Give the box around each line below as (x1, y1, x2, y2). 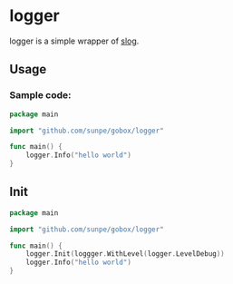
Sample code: (9, 89, 72, 102)
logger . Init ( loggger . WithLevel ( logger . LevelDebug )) (25, 250, 225, 259)
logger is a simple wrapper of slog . (9, 35, 140, 46)
